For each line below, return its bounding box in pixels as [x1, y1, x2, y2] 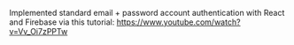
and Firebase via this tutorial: [9, 17, 115, 27]
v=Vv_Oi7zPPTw [9, 26, 68, 36]
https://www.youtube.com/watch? [116, 17, 241, 27]
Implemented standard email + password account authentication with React [9, 8, 285, 18]
